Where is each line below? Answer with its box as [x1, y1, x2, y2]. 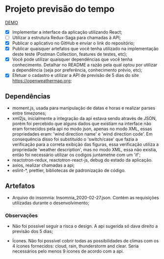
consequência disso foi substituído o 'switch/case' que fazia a [12, 136, 138, 142]
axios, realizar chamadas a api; [12, 163, 75, 168]
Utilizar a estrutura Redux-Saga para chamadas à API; [12, 35, 121, 40]
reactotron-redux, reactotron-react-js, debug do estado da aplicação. [12, 157, 153, 163]
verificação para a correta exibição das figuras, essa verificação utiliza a [12, 141, 159, 147]
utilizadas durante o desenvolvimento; [12, 200, 90, 206]
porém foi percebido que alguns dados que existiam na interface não [12, 121, 152, 127]
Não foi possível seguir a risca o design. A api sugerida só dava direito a [12, 223, 158, 229]
